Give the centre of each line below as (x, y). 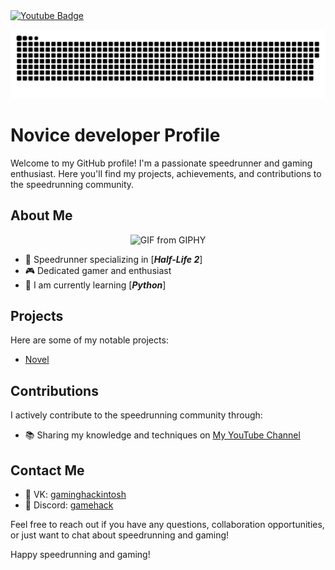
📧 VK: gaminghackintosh (75, 494)
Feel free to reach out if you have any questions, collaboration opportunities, (167, 524)
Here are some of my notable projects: (89, 340)
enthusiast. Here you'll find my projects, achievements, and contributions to (166, 173)
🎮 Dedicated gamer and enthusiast (98, 270)
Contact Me (47, 470)
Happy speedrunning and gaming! (80, 554)
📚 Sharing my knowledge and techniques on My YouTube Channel (162, 435)
